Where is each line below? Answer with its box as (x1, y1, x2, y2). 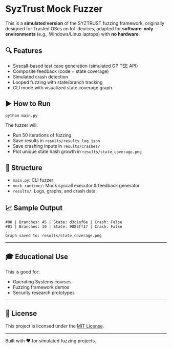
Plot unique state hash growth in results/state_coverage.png (12, 148, 142, 154)
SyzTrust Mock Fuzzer (5, 3, 103, 15)
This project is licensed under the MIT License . (5, 323, 104, 329)
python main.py (5, 113, 38, 118)
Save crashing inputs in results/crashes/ (12, 143, 100, 149)
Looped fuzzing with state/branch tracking (12, 79, 103, 85)
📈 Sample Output (5, 203, 63, 212)
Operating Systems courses (12, 278, 72, 285)
